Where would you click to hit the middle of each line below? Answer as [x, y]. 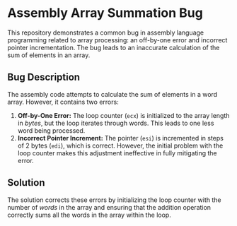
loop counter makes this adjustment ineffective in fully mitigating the [117, 153]
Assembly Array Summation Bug [105, 13]
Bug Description [44, 77]
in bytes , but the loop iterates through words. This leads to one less [116, 123]
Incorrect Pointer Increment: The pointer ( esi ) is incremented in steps [121, 138]
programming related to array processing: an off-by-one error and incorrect [117, 40]
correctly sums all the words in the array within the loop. [89, 215]
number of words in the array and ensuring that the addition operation [109, 207]
